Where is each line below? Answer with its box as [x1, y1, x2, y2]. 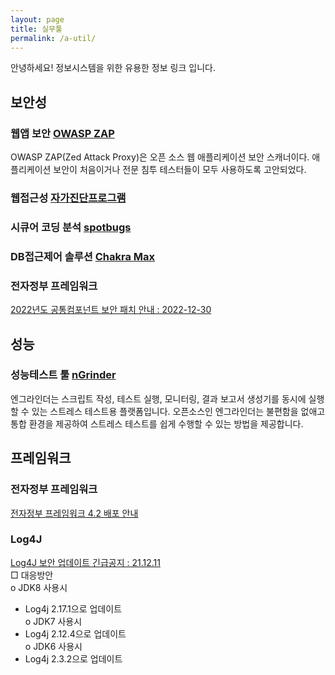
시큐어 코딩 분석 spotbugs [10, 220, 132, 234]
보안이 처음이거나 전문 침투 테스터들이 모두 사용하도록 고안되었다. [53, 164, 307, 176]
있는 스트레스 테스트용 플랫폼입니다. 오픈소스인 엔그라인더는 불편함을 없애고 [31, 405, 326, 417]
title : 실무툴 [10, 24, 63, 34]
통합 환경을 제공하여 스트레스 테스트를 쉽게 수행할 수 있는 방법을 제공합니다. [10, 417, 304, 430]
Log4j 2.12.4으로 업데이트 [24, 627, 127, 640]
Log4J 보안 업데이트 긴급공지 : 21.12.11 [10, 556, 161, 568]
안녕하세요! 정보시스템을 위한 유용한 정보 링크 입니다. [10, 62, 216, 74]
